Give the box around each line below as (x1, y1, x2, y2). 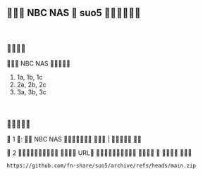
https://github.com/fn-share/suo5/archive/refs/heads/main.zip (6, 163, 197, 170)
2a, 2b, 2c (16, 80, 47, 89)
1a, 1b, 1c (16, 73, 43, 82)
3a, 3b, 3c (16, 88, 47, 96)
